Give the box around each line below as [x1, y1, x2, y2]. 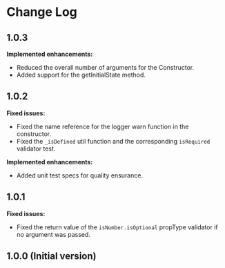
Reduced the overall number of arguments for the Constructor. [16, 64, 195, 71]
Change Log [6, 4, 77, 20]
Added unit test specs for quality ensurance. [16, 171, 143, 180]
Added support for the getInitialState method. [16, 70, 146, 79]
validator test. [16, 144, 56, 153]
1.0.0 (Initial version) [6, 250, 97, 262]
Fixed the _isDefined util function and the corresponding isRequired [16, 137, 211, 145]
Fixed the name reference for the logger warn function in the [16, 122, 189, 131]
